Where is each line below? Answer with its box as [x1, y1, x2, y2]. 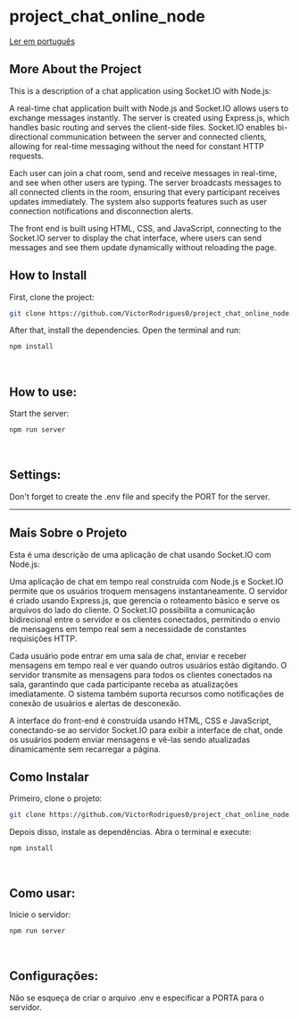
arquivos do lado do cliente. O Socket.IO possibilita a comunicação [9, 604, 255, 615]
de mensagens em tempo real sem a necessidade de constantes [9, 623, 247, 634]
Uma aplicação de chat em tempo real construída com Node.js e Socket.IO [9, 576, 284, 586]
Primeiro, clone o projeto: [9, 793, 103, 804]
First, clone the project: [9, 291, 96, 302]
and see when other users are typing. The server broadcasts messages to [9, 177, 282, 188]
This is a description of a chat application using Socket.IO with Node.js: [9, 85, 271, 96]
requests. [9, 150, 45, 161]
